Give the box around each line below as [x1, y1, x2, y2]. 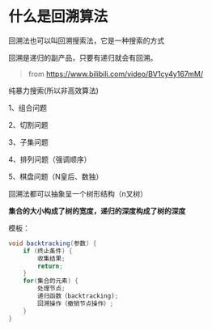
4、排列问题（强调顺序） [8, 154, 91, 164]
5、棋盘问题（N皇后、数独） [8, 171, 104, 181]
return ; [37, 262, 63, 270]
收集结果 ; [37, 254, 66, 263]
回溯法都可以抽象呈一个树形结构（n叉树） [8, 188, 148, 198]
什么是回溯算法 [8, 7, 108, 26]
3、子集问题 [8, 137, 49, 146]
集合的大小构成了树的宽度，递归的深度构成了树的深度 [8, 205, 186, 215]
